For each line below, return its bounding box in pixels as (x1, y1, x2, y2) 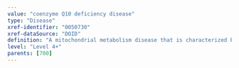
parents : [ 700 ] (7, 50, 53, 57)
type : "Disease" (7, 17, 55, 24)
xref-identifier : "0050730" (7, 23, 91, 30)
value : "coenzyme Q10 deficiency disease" (7, 10, 135, 18)
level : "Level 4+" (7, 43, 62, 50)
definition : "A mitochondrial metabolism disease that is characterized (7, 37, 228, 44)
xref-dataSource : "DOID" (7, 30, 81, 38)
